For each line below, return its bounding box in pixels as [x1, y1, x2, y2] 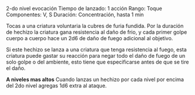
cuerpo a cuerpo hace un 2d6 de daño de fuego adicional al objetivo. [6, 35, 173, 41]
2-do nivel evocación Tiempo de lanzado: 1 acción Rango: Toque [6, 5, 162, 12]
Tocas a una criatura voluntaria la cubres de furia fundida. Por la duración [6, 23, 184, 29]
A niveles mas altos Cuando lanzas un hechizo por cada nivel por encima [6, 76, 184, 83]
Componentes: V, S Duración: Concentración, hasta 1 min [6, 11, 144, 18]
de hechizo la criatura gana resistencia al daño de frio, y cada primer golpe [6, 29, 187, 36]
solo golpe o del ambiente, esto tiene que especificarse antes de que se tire [6, 58, 189, 65]
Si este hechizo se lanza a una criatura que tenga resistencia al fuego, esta [6, 46, 187, 53]
